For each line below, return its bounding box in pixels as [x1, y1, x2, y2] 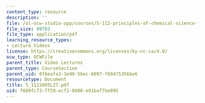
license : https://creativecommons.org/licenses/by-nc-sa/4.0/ [6, 48, 168, 55]
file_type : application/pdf [6, 32, 78, 38]
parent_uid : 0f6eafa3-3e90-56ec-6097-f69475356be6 [6, 71, 138, 77]
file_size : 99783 [6, 25, 51, 32]
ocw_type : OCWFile [6, 54, 53, 60]
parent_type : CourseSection [6, 65, 78, 71]
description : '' [6, 15, 48, 21]
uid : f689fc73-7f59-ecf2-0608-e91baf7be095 [6, 88, 119, 94]
